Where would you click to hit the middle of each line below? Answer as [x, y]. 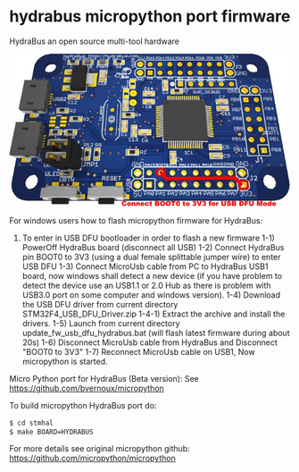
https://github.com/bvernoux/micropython [87, 388]
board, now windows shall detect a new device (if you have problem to [152, 276]
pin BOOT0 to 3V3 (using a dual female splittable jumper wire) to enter [151, 257]
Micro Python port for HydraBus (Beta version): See [104, 379]
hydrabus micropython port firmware [150, 17]
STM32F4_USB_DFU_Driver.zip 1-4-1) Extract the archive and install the [154, 314]
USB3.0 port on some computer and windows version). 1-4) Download [151, 295]
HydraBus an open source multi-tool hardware [95, 41]
